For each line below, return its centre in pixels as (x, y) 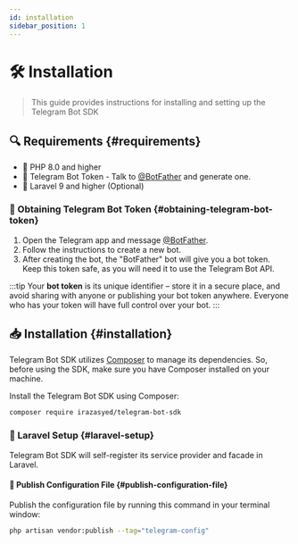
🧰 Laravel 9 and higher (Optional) (83, 186)
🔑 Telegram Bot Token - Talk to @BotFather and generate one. (137, 177)
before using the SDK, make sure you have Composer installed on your (140, 369)
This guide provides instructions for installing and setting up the (148, 103)
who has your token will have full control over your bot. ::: (115, 305)
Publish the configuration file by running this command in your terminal (140, 505)
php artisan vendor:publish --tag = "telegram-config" (109, 531)
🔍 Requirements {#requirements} (105, 141)
